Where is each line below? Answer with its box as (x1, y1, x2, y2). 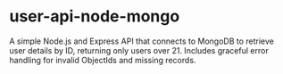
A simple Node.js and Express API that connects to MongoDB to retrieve (9, 36, 274, 46)
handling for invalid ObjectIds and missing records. (9, 54, 196, 65)
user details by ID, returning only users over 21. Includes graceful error (9, 45, 270, 55)
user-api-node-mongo (9, 6, 180, 27)
